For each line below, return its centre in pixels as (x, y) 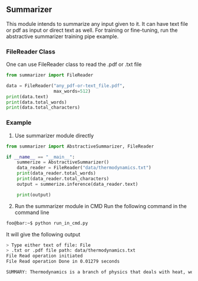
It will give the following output (43, 234)
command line (32, 212)
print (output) (34, 195)
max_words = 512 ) (72, 91)
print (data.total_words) (37, 102)
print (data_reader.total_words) (56, 173)
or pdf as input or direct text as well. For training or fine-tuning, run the (92, 30)
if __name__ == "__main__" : (41, 157)
